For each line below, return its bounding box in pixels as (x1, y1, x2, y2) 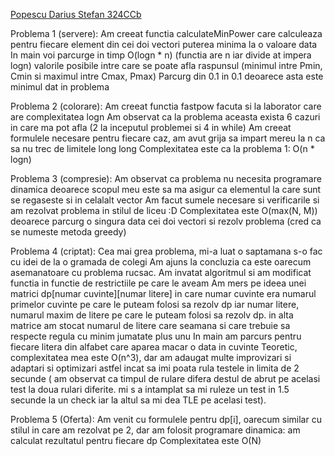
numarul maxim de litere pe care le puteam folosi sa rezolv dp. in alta (10, 309, 294, 321)
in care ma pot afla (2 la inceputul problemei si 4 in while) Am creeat (10, 122, 292, 133)
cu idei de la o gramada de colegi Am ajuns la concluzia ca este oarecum (10, 256, 312, 268)
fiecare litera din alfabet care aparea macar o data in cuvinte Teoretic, (10, 341, 298, 353)
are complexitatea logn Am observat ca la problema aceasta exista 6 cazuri (10, 111, 321, 123)
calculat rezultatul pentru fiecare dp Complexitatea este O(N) (10, 435, 262, 446)
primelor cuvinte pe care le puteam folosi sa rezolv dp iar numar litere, (10, 299, 300, 310)
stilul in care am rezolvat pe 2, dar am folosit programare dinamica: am (10, 424, 301, 436)
